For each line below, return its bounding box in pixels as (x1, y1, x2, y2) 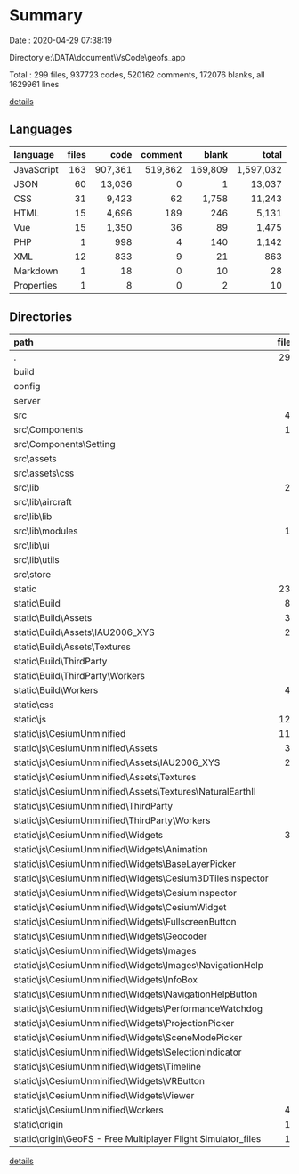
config (13, 379, 41, 392)
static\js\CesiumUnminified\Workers (13, 1104, 164, 1116)
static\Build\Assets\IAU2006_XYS (13, 625, 156, 638)
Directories (9, 309, 73, 325)
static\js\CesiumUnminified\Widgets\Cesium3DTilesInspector (13, 872, 269, 885)
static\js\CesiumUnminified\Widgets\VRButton (13, 1074, 205, 1087)
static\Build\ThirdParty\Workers (13, 669, 145, 681)
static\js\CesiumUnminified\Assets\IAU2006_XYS (13, 756, 221, 769)
